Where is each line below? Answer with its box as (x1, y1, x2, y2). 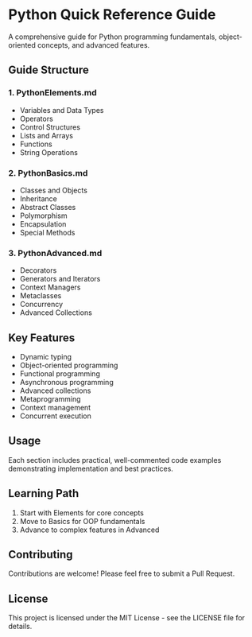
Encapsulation (19, 219, 67, 228)
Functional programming (19, 369, 101, 379)
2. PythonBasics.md (8, 167, 88, 178)
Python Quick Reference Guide (8, 6, 216, 24)
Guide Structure (8, 64, 89, 77)
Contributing (8, 548, 73, 561)
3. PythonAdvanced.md (8, 247, 103, 258)
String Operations (19, 147, 78, 157)
